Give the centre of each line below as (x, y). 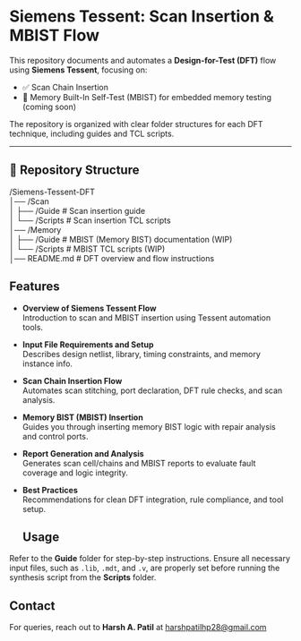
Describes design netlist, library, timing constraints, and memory (142, 354)
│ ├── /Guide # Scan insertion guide (77, 210)
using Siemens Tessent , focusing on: (78, 70)
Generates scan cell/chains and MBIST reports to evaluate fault (139, 463)
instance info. (47, 363)
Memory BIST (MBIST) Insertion (82, 417)
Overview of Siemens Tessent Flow (89, 308)
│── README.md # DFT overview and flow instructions (112, 258)
